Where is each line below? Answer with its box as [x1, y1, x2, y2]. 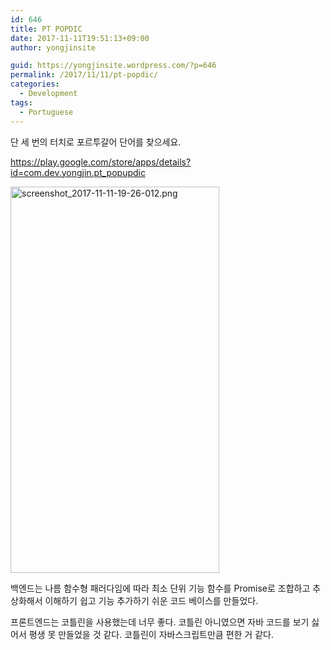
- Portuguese [19, 107, 74, 117]
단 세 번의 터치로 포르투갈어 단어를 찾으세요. [10, 136, 182, 148]
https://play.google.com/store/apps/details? [10, 156, 192, 168]
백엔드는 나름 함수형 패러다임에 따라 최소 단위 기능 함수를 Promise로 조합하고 [10, 582, 311, 594]
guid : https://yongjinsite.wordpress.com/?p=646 [10, 61, 217, 71]
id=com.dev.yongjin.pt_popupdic [10, 166, 146, 178]
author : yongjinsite [10, 42, 97, 53]
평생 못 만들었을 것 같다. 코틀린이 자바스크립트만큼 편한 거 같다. [28, 628, 274, 640]
